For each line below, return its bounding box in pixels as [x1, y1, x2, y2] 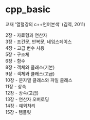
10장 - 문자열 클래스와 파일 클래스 [5, 77, 73, 83]
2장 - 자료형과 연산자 [5, 32, 47, 38]
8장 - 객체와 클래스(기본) [5, 64, 55, 70]
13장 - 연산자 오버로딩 [5, 96, 49, 102]
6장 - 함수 [5, 57, 26, 64]
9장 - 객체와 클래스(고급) [5, 70, 55, 76]
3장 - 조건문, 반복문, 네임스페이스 [5, 38, 72, 45]
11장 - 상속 [5, 83, 27, 89]
